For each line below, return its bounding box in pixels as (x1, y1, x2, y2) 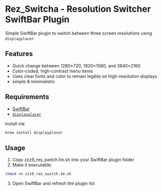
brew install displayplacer (5, 130, 63, 135)
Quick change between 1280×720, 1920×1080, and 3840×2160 (12, 63, 141, 68)
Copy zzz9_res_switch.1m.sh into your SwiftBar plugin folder (12, 157, 134, 163)
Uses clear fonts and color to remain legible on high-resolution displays (12, 73, 158, 79)
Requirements (5, 93, 49, 101)
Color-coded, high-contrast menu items (12, 68, 93, 74)
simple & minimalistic (12, 78, 55, 84)
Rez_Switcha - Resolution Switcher (5, 3, 151, 15)
